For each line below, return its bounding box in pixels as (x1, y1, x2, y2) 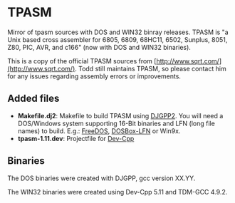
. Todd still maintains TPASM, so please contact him (74, 64, 226, 73)
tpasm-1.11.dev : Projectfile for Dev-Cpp (17, 134, 135, 142)
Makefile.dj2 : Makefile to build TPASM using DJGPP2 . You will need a (17, 111, 224, 120)
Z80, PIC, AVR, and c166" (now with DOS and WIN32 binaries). (7, 43, 191, 51)
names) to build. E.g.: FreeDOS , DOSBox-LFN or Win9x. (17, 126, 181, 135)
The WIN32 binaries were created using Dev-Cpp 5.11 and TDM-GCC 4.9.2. (7, 187, 228, 196)
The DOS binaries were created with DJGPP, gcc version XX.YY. (7, 174, 196, 182)
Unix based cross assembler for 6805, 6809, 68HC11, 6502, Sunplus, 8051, (7, 35, 228, 43)
